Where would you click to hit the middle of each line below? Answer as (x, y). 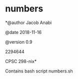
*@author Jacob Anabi (29, 22)
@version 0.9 (19, 42)
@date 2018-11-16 (23, 32)
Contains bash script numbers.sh (39, 71)
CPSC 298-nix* (21, 61)
